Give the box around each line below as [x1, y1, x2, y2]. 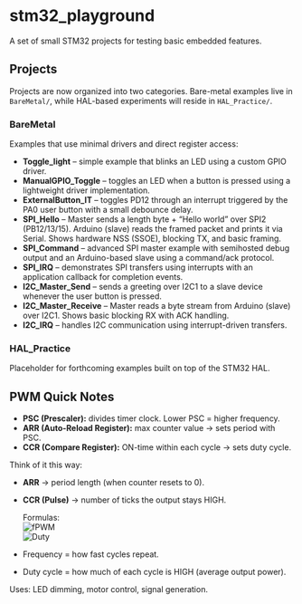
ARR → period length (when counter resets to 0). [22, 477, 205, 488]
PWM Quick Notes [9, 388, 115, 404]
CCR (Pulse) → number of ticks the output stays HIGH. [22, 494, 227, 505]
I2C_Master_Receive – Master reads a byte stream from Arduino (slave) [22, 301, 291, 312]
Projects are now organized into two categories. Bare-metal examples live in [9, 85, 294, 96]
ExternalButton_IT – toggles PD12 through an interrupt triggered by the [22, 195, 288, 206]
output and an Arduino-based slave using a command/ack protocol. [22, 253, 275, 264]
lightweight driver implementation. [22, 185, 151, 196]
